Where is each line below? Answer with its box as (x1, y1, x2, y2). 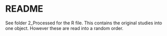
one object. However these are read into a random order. (5, 25, 124, 31)
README (5, 3, 44, 15)
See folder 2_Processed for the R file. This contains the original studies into (5, 20, 162, 26)
